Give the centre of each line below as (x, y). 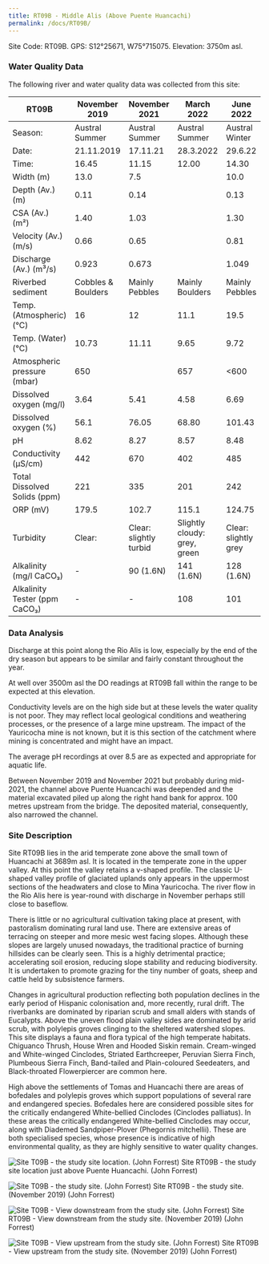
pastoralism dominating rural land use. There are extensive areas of (120, 928)
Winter (239, 137)
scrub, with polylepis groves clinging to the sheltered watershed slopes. (127, 1029)
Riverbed (29, 282)
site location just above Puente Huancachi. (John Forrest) (103, 1171)
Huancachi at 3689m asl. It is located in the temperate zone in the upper (127, 861)
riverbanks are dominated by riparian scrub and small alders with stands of (132, 1012)
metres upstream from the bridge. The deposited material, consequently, (128, 806)
